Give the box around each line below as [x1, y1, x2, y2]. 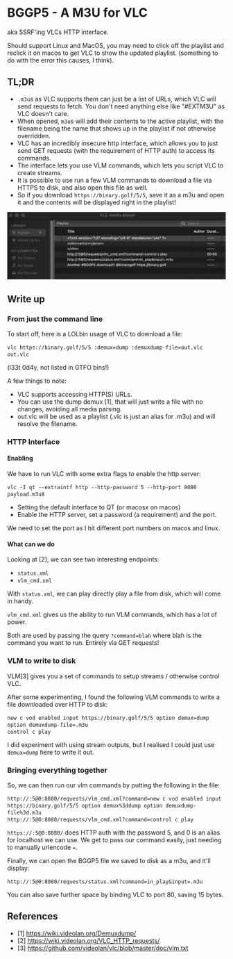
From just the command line [7, 314, 103, 324]
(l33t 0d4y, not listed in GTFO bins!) [7, 363, 110, 371]
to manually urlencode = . [7, 843, 78, 851]
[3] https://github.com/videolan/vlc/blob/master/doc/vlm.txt [17, 944, 189, 952]
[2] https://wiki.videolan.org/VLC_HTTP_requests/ [17, 936, 160, 944]
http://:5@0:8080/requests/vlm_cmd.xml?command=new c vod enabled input [7, 795, 222, 802]
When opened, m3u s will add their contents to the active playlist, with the [17, 117, 224, 125]
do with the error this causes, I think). [7, 56, 114, 64]
